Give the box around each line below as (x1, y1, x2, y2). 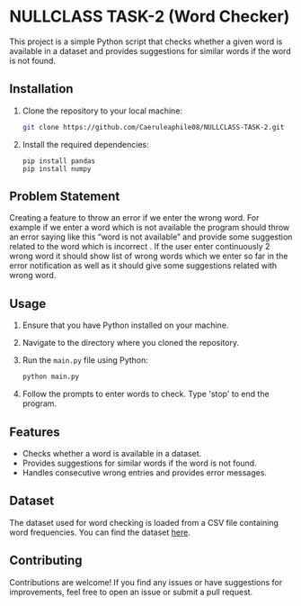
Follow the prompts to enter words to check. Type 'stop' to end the (22, 389, 270, 400)
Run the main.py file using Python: (22, 355, 148, 366)
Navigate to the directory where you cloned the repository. (22, 338, 240, 348)
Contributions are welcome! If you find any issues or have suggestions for (9, 576, 283, 587)
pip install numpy (22, 164, 92, 173)
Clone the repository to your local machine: (22, 105, 182, 116)
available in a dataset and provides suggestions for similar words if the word (9, 45, 291, 56)
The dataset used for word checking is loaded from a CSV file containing (9, 517, 279, 528)
